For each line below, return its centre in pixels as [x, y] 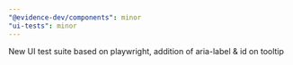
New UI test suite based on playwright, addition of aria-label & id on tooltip [146, 51]
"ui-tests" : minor [43, 26]
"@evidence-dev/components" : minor [75, 17]
